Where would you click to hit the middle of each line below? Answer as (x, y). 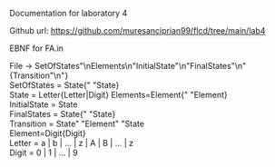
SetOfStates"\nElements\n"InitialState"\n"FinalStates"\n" (141, 66)
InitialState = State (44, 104)
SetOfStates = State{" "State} (64, 85)
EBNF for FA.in (37, 48)
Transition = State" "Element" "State (77, 123)
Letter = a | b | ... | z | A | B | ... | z (72, 143)
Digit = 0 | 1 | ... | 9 (44, 152)
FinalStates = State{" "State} (63, 114)
